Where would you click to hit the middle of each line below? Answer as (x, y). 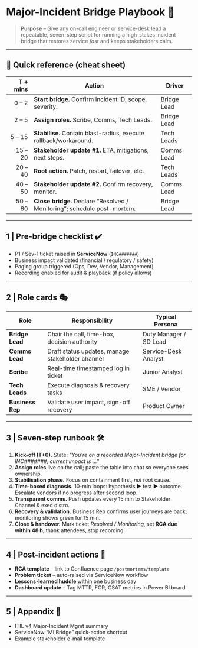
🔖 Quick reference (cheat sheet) (66, 65)
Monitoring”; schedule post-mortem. (85, 208)
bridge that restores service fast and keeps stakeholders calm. (97, 41)
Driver (175, 85)
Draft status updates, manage (88, 351)
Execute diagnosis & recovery (88, 385)
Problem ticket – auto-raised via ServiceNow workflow (81, 575)
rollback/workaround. (63, 140)
